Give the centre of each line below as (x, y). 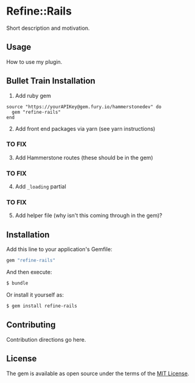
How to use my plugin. (34, 61)
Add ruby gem (33, 95)
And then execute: (29, 272)
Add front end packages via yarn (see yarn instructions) (85, 128)
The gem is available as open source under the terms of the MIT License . (98, 373)
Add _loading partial (41, 187)
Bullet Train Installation (51, 81)
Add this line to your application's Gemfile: (59, 249)
